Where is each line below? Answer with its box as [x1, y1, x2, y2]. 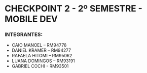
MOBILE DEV [4, 13, 58, 25]
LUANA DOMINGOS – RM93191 [11, 58, 75, 64]
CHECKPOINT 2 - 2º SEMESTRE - [4, 3, 143, 14]
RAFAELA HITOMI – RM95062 [11, 53, 73, 59]
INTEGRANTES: [4, 31, 43, 38]
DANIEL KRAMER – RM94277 [11, 47, 71, 53]
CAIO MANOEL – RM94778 [11, 42, 67, 48]
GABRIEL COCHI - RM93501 [11, 63, 69, 69]
